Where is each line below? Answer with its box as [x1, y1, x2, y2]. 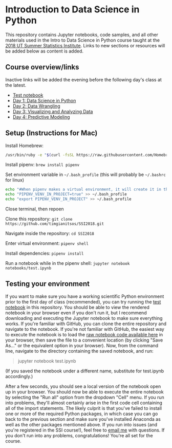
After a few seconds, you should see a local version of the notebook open [5, 383, 161, 389]
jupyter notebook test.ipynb [17, 357, 76, 364]
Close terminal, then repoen [5, 206, 64, 212]
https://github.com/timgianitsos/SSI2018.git [5, 221, 104, 227]
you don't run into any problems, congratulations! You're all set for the [5, 432, 153, 438]
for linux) [5, 177, 25, 183]
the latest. [5, 82, 27, 88]
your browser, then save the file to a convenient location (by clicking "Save [5, 337, 163, 343]
